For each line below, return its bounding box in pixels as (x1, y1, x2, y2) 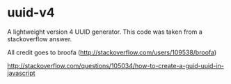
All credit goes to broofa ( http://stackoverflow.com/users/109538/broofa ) (7, 48, 217, 56)
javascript (7, 69, 36, 77)
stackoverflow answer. (7, 34, 72, 43)
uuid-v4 (7, 5, 55, 21)
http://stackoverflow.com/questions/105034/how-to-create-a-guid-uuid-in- (7, 61, 224, 70)
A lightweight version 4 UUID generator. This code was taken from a (7, 28, 203, 36)
